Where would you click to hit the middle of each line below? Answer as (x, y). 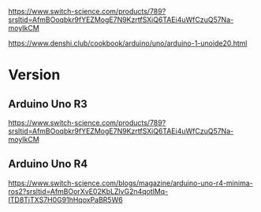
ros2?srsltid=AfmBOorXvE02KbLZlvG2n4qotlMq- (88, 191)
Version (34, 75)
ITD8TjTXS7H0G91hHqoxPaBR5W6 (66, 199)
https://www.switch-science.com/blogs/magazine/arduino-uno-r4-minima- (131, 183)
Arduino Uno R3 (48, 104)
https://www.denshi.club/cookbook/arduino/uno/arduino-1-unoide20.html (128, 43)
